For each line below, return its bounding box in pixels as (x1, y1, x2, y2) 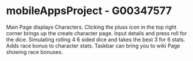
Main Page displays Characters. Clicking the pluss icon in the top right (6, 23, 177, 30)
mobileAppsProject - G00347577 (6, 4, 172, 18)
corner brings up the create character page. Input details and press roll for (6, 29, 187, 36)
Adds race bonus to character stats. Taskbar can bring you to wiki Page (6, 42, 181, 49)
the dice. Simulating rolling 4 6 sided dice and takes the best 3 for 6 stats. (6, 36, 186, 43)
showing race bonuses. (6, 48, 63, 55)
